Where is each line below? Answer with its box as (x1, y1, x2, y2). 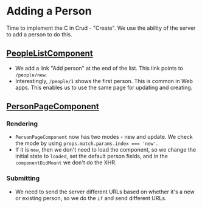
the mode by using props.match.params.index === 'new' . (15, 139, 158, 147)
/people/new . (15, 71, 47, 78)
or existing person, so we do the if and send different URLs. (15, 194, 167, 201)
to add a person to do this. (6, 30, 72, 38)
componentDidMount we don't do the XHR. (15, 159, 117, 166)
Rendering (6, 119, 38, 128)
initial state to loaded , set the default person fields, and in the (15, 153, 169, 160)
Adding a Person (6, 4, 92, 18)
